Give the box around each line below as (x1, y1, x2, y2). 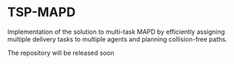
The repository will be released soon (7, 49, 115, 57)
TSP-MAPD (7, 4, 76, 20)
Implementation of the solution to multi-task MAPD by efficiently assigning (7, 27, 225, 36)
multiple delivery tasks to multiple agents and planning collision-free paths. (7, 34, 228, 43)
